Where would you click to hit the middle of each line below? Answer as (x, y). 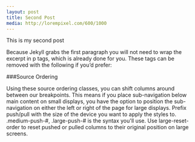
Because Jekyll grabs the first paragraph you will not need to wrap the (94, 52)
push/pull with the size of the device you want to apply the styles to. (91, 114)
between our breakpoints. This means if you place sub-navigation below (97, 95)
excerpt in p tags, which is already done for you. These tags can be (90, 59)
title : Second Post (31, 18)
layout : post (23, 12)
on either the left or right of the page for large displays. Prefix (110, 108)
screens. (17, 134)
